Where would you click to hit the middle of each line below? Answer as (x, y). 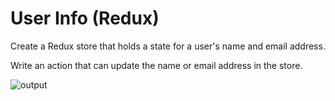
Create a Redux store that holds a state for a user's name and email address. (168, 46)
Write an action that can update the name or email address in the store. (156, 65)
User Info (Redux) (85, 18)
